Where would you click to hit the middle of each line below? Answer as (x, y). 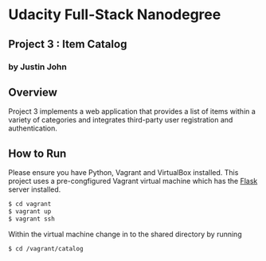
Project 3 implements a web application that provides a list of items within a (132, 111)
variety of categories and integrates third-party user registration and (121, 120)
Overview (33, 92)
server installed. (35, 189)
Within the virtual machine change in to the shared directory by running (125, 234)
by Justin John (38, 67)
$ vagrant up (30, 212)
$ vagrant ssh (32, 219)
